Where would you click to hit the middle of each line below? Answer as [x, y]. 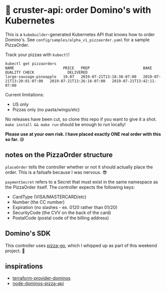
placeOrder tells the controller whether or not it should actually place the [79, 167]
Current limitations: [25, 94]
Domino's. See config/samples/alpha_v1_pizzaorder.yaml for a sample [78, 40]
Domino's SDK [28, 234]
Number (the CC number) [39, 202]
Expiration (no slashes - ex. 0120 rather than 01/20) [65, 207]
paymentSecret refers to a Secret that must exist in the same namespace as [82, 182]
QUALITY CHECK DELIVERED [46, 72]
